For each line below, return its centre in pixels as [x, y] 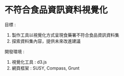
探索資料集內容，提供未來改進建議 [46, 41]
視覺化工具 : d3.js [29, 62]
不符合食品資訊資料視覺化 [56, 10]
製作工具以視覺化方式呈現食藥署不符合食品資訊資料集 [65, 35]
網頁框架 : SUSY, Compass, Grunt [46, 68]
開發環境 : [14, 51]
